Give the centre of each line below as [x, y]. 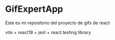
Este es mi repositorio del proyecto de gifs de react [57, 23]
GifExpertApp [34, 9]
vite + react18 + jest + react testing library [48, 32]
